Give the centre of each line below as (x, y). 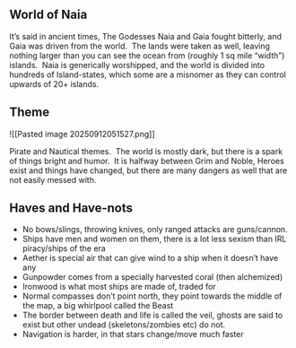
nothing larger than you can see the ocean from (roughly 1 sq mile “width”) (147, 55)
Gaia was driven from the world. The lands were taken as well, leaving (140, 46)
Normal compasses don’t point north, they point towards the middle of (152, 296)
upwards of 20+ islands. (54, 83)
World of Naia (48, 15)
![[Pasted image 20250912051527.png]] (82, 134)
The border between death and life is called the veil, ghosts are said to (152, 315)
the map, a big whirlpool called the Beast (98, 306)
